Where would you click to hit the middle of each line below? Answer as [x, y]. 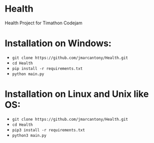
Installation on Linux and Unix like [77, 94]
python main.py [28, 74]
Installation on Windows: [58, 43]
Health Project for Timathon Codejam [44, 23]
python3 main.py [29, 135]
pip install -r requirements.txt [47, 68]
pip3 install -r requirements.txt [48, 130]
